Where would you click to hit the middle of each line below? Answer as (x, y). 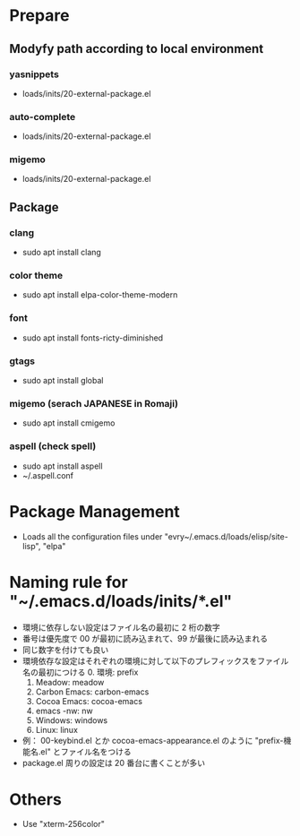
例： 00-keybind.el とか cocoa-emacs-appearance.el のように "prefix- (153, 740)
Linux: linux (57, 729)
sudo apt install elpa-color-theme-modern (100, 295)
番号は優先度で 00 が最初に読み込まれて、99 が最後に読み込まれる (145, 638)
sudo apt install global (63, 381)
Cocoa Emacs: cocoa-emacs (89, 701)
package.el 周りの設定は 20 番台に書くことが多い (114, 763)
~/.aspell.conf (48, 475)
